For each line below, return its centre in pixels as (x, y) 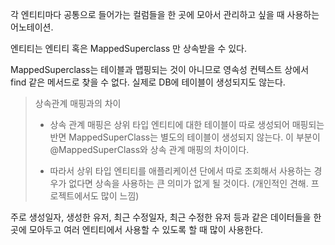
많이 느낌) (120, 196)
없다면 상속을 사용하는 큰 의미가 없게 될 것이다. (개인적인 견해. (188, 183)
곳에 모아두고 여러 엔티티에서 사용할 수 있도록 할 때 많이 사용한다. (137, 229)
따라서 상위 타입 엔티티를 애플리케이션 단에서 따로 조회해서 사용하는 (180, 171)
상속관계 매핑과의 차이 (78, 103)
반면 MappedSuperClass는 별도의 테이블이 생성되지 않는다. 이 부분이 (185, 137)
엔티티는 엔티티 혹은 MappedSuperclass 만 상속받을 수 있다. (129, 48)
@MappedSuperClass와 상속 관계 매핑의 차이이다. (149, 149)
